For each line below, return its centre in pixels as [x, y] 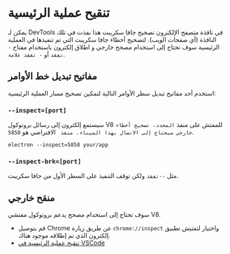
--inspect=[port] [37, 110]
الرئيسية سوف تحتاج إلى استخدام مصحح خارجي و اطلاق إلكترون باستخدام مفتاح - [114, 47]
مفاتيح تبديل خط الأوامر [52, 76]
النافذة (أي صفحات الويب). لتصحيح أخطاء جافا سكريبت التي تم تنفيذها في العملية [113, 39]
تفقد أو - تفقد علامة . [36, 54]
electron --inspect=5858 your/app [58, 145]
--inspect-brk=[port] [45, 161]
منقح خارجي [31, 198]
